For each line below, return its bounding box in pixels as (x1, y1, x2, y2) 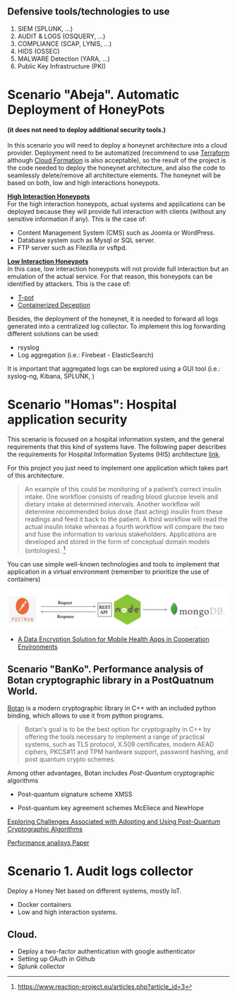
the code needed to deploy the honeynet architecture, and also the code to (7, 164, 226, 172)
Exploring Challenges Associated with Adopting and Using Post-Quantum (7, 817, 221, 826)
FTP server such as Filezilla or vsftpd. (17, 244, 128, 252)
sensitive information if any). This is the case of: (7, 215, 147, 223)
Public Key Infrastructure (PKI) (17, 61, 107, 70)
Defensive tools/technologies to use (7, 6, 170, 18)
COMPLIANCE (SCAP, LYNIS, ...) (17, 39, 112, 48)
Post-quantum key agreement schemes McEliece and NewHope (17, 804, 205, 812)
